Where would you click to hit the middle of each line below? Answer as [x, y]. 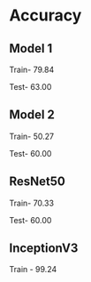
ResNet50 [38, 182]
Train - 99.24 [33, 270]
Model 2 [32, 115]
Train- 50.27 [32, 136]
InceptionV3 [44, 249]
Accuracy [45, 16]
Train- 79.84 [32, 69]
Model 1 [31, 48]
